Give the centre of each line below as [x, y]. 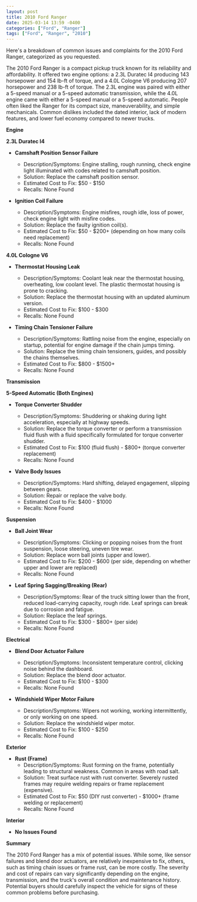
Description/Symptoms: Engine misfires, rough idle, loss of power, [104, 212]
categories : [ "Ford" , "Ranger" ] [46, 28]
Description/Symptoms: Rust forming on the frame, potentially [99, 765]
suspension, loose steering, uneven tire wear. [78, 549]
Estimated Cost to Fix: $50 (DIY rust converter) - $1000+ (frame [101, 797]
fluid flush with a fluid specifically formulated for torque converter [104, 435]
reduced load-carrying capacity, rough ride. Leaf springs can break [105, 603]
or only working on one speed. [61, 717]
